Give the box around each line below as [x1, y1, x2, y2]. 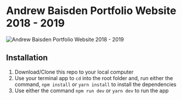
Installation [6, 53, 48, 63]
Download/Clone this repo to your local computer [14, 68, 133, 75]
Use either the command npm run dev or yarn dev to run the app [14, 87, 169, 94]
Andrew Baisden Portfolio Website [6, 4, 177, 18]
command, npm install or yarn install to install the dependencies [14, 81, 177, 88]
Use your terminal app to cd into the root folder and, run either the [14, 74, 173, 81]
